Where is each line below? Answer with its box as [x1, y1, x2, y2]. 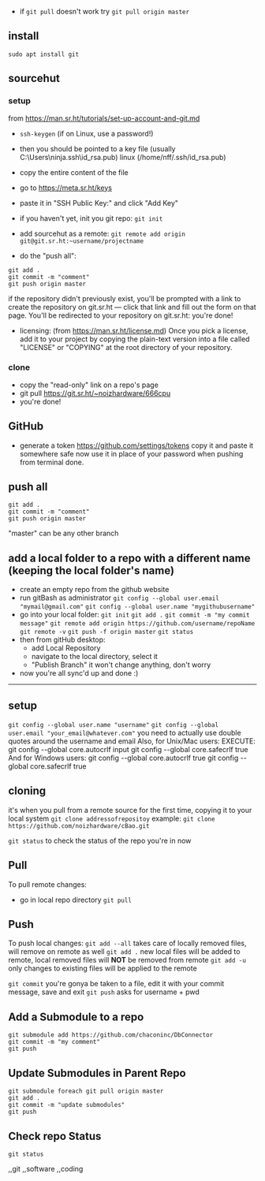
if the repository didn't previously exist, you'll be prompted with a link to [8, 293, 241, 303]
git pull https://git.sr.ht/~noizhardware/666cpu [19, 388, 171, 397]
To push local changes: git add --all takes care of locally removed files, [8, 938, 247, 948]
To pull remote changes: [8, 879, 87, 889]
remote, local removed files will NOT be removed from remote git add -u [8, 956, 247, 965]
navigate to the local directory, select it [31, 652, 158, 661]
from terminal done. [19, 457, 84, 467]
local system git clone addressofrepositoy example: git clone [8, 814, 215, 823]
